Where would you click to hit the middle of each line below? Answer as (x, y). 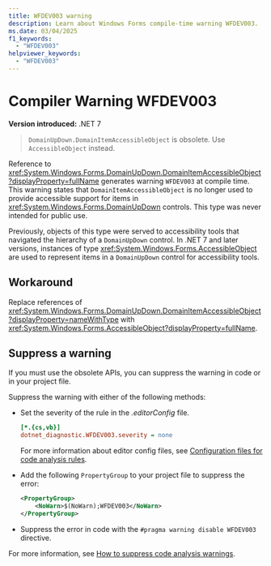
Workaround (41, 283)
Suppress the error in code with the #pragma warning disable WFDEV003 (138, 529)
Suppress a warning (60, 354)
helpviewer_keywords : (45, 54)
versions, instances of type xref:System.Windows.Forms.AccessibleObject (133, 248)
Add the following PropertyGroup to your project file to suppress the (132, 475)
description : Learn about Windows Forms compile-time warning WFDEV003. (133, 24)
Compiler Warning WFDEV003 (112, 101)
